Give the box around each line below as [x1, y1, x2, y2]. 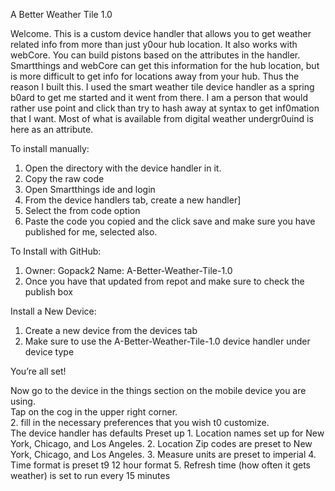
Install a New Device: [10, 305, 97, 317]
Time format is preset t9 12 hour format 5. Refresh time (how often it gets [10, 459, 311, 471]
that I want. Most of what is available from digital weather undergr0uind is [10, 113, 314, 124]
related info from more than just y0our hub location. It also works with [10, 39, 298, 50]
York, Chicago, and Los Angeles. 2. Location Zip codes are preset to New [10, 438, 313, 449]
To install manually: [10, 143, 90, 154]
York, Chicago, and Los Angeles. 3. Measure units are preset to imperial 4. [10, 449, 317, 460]
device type [24, 346, 75, 358]
